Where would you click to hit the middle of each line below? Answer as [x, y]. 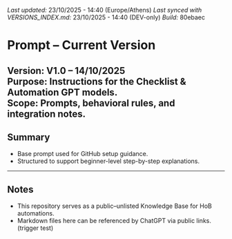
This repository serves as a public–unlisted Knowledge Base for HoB [114, 206]
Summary [29, 137]
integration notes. [47, 114]
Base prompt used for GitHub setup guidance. [83, 154]
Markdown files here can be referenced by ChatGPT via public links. [114, 221]
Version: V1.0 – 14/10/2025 [66, 71]
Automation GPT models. [62, 92]
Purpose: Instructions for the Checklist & [97, 81]
